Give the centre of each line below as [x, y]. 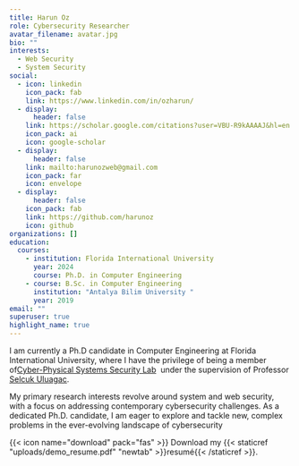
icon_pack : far [54, 175]
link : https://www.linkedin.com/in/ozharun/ [110, 101]
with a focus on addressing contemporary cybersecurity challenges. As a [145, 406]
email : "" [28, 309]
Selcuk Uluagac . [39, 379]
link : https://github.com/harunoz [90, 217]
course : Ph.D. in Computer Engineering [107, 275]
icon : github [50, 225]
